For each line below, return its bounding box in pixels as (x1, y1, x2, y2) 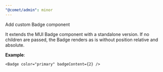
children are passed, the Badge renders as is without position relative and (5, 37, 158, 43)
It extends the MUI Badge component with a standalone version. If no (5, 31, 150, 37)
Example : (5, 52, 25, 58)
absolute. (5, 42, 25, 48)
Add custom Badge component (5, 21, 70, 27)
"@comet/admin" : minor (5, 7, 53, 13)
